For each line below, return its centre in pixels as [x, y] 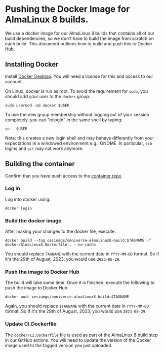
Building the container [40, 164]
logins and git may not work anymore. [44, 148]
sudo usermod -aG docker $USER [37, 105]
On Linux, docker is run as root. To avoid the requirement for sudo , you [77, 91]
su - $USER [16, 129]
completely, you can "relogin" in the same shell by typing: [64, 120]
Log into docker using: [28, 199]
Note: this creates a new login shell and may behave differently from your [80, 138]
